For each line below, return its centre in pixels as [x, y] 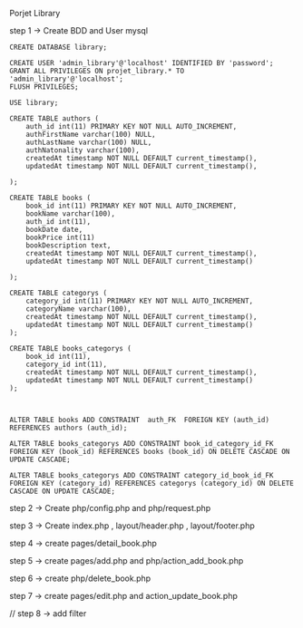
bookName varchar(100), [71, 214]
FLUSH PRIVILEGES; [44, 87]
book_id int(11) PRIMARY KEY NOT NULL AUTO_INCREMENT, [132, 206]
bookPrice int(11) [60, 237]
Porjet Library [35, 13]
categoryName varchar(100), [78, 309]
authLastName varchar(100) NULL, [89, 142]
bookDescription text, [68, 246]
